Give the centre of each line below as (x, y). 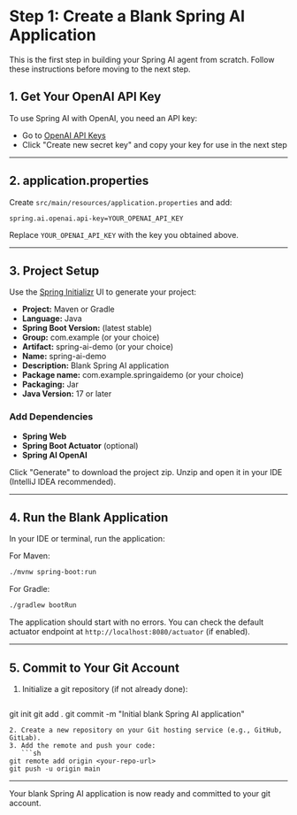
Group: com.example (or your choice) (91, 337)
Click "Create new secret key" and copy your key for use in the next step (154, 144)
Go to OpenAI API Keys (64, 135)
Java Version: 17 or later (67, 394)
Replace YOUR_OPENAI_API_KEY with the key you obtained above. (124, 235)
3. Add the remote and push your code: (83, 746)
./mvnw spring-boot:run (53, 573)
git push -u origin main (55, 769)
